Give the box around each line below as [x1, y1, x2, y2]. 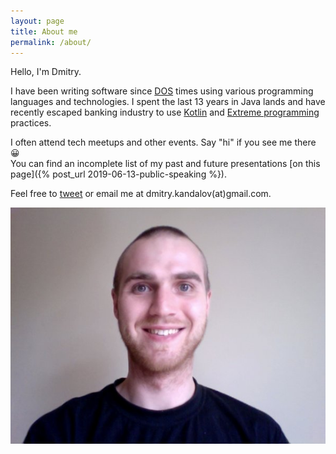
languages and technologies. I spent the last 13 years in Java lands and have [10, 96, 326, 108]
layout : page [10, 16, 65, 26]
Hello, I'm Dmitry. [10, 66, 82, 78]
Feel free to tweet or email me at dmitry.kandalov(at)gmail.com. [10, 188, 272, 200]
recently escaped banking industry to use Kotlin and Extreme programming [10, 106, 320, 119]
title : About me [10, 26, 78, 37]
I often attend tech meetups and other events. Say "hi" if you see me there [10, 136, 317, 149]
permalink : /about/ [10, 37, 92, 47]
